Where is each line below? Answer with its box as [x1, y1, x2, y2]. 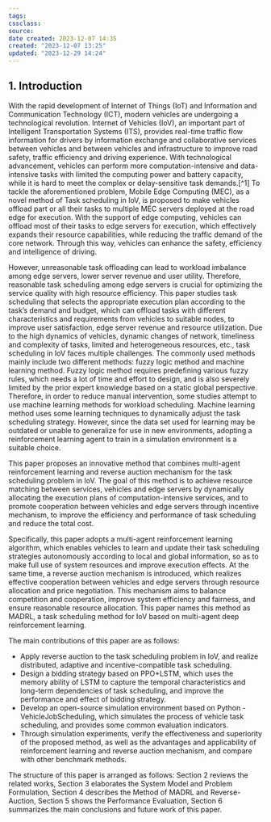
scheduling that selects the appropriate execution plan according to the [8, 297, 246, 306]
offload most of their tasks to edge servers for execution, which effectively [8, 221, 256, 230]
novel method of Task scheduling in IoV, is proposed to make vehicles [8, 195, 240, 204]
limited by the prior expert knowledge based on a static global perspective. [8, 382, 258, 392]
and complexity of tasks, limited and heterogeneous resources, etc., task [8, 339, 251, 349]
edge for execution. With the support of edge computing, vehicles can [8, 212, 242, 222]
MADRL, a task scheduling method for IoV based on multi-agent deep [8, 611, 240, 621]
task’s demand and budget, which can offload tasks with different [8, 305, 226, 315]
